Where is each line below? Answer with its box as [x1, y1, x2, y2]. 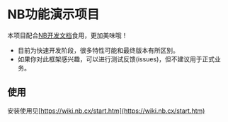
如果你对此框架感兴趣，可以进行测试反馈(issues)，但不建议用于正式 [17, 54, 215, 63]
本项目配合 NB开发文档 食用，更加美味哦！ [7, 31, 128, 39]
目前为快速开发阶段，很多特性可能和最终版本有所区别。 [17, 46, 179, 54]
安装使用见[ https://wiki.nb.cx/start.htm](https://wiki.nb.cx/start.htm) [7, 106, 205, 115]
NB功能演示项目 [7, 6, 100, 23]
